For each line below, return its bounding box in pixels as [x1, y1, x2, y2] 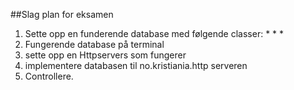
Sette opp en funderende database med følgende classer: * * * [24, 28, 285, 39]
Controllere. [24, 70, 74, 82]
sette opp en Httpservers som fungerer [24, 49, 187, 61]
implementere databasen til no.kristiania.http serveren [24, 60, 248, 71]
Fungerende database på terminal [24, 39, 165, 50]
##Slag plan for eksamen [10, 9, 114, 20]
